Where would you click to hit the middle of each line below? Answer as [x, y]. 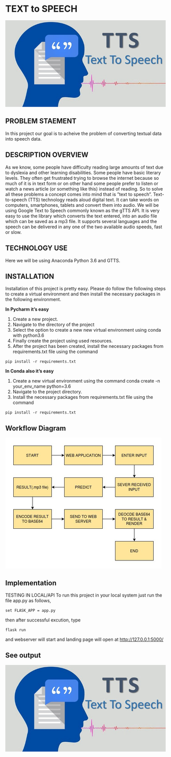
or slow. [13, 232]
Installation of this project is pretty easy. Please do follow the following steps [85, 289]
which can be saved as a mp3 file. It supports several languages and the [81, 221]
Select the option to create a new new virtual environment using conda [87, 330]
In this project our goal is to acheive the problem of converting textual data [83, 133]
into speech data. [23, 139]
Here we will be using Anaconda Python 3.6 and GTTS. [63, 260]
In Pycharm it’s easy [27, 309]
